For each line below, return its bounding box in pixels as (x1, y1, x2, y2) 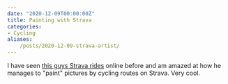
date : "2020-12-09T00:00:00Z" (7, 10, 96, 17)
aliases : (7, 36, 33, 43)
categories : (7, 23, 42, 30)
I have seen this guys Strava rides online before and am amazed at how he (7, 62, 222, 69)
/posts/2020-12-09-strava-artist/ (20, 42, 120, 49)
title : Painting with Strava (7, 17, 92, 24)
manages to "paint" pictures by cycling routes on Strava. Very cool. (7, 69, 201, 77)
